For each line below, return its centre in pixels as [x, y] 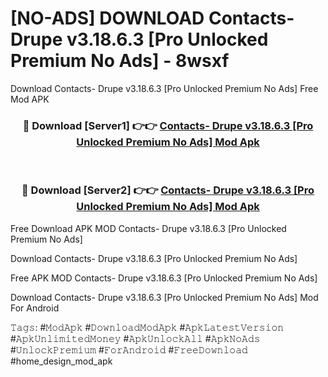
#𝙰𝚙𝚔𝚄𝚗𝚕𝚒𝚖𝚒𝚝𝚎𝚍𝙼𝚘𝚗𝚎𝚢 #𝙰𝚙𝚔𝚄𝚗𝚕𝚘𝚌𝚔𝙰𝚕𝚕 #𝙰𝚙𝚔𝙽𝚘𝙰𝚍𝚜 [135, 338]
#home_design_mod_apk [61, 361]
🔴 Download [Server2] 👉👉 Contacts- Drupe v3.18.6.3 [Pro [168, 190]
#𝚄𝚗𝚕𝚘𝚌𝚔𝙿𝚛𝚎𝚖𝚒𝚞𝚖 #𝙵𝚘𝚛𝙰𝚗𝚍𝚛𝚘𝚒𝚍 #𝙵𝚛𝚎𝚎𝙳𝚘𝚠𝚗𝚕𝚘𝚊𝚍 [129, 349]
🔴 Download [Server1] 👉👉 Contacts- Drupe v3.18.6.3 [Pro [168, 125]
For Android [35, 308]
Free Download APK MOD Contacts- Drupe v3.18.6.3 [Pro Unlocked [148, 228]
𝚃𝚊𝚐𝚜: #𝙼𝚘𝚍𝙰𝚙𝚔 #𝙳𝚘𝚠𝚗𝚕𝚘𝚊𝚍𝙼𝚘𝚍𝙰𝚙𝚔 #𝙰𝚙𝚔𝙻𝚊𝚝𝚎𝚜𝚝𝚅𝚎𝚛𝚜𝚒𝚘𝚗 [147, 327]
